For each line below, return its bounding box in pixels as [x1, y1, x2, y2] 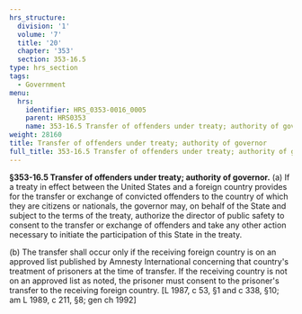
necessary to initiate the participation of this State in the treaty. [9, 229, 243, 239]
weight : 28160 [9, 130, 63, 139]
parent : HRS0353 [25, 113, 87, 122]
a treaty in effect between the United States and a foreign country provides [9, 181, 288, 192]
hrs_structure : [9, 13, 67, 22]
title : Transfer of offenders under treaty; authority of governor [9, 139, 268, 148]
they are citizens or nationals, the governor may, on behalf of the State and [9, 200, 287, 211]
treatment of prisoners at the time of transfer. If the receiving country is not [9, 265, 288, 276]
